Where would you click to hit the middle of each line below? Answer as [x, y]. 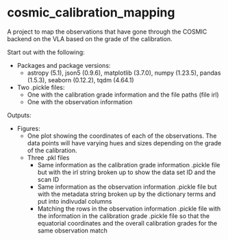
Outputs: [20, 115]
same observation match [73, 230]
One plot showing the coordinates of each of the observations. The [122, 136]
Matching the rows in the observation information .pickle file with [129, 208]
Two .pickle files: [41, 87]
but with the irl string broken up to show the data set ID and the [127, 172]
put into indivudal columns [75, 201]
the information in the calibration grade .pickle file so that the [124, 216]
